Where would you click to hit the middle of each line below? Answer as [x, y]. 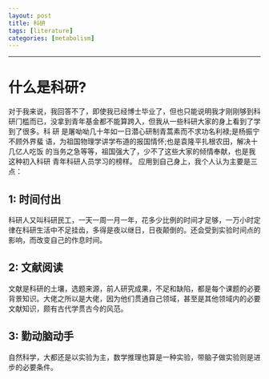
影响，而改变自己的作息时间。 [57, 240]
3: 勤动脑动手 [41, 336]
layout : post [30, 16]
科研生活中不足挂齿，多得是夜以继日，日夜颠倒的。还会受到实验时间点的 [141, 230]
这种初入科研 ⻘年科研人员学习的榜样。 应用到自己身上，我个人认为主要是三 [133, 162]
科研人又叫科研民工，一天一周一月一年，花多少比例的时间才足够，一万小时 [131, 220]
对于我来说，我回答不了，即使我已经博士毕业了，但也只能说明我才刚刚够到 [131, 111]
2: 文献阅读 [36, 268]
